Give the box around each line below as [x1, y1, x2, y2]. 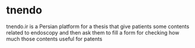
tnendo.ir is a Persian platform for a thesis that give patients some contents [6, 23, 190, 30]
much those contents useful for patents [6, 35, 103, 42]
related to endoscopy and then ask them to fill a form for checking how [6, 29, 180, 36]
